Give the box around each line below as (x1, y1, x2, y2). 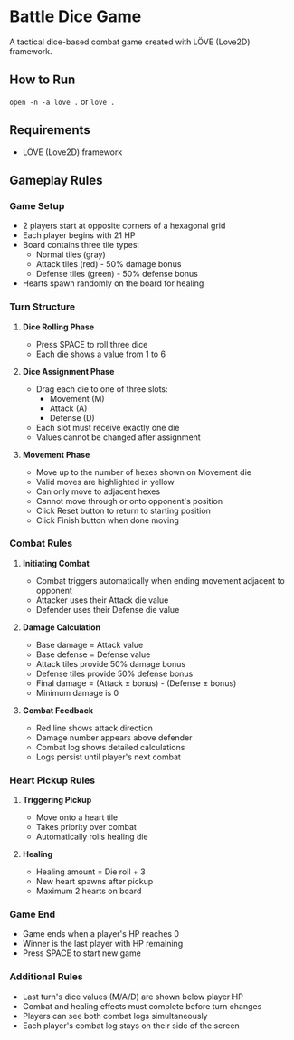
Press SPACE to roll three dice (35, 339, 148, 349)
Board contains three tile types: (22, 240, 140, 251)
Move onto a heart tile (35, 812, 119, 823)
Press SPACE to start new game (22, 948, 142, 959)
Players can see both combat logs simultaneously (22, 1010, 208, 1021)
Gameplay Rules (9, 172, 103, 187)
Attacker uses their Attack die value (35, 595, 169, 606)
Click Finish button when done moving (35, 514, 179, 526)
